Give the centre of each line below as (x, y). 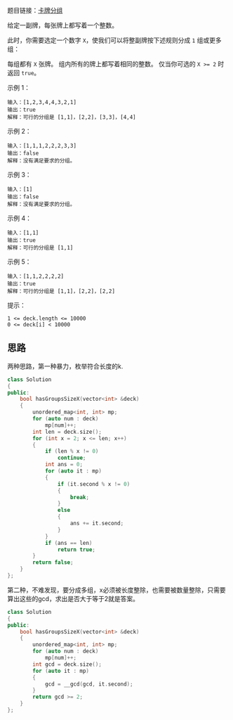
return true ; (76, 549)
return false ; (53, 562)
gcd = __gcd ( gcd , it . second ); (89, 684)
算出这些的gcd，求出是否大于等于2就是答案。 (73, 598)
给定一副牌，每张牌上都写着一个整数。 (62, 25)
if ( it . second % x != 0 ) (94, 484)
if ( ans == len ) (68, 543)
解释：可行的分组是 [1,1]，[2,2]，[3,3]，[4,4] (72, 117)
